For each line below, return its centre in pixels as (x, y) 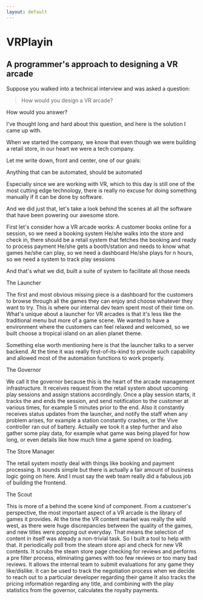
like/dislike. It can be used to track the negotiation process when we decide (101, 571)
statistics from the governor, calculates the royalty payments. (83, 590)
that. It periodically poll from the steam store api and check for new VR (95, 545)
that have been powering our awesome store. (63, 215)
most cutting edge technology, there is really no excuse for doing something (101, 190)
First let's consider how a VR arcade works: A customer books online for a (99, 227)
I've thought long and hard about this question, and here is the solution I (96, 124)
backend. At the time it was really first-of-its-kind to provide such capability (101, 351)
